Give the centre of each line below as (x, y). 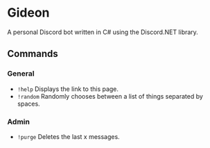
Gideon (28, 13)
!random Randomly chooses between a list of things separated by (110, 96)
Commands (33, 54)
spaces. (28, 104)
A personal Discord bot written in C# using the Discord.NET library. (103, 32)
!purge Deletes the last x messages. (68, 136)
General (21, 74)
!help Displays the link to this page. (68, 89)
